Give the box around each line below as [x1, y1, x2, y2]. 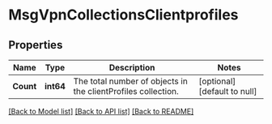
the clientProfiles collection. [73, 86, 180, 96]
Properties [8, 38, 63, 52]
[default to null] [198, 86, 257, 96]
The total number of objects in [73, 75, 188, 87]
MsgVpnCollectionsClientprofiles [8, 6, 239, 24]
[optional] [198, 75, 236, 87]
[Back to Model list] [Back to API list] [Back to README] [8, 107, 194, 116]
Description [108, 62, 155, 73]
